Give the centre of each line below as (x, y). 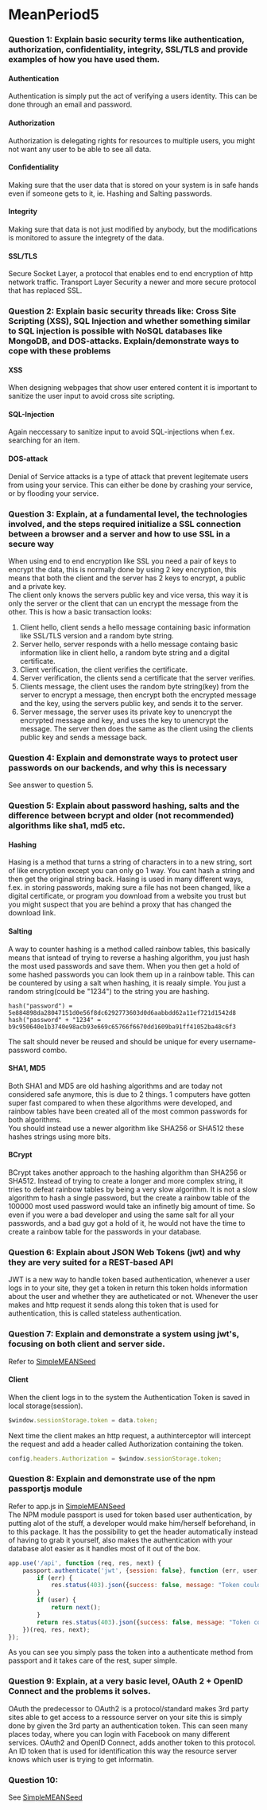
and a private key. (37, 586)
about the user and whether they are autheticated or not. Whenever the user (133, 1297)
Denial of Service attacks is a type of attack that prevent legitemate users (128, 476)
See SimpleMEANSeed (46, 1797)
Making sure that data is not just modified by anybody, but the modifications (133, 229)
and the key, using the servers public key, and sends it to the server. (131, 703)
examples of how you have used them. (84, 60)
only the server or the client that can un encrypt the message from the (123, 603)
